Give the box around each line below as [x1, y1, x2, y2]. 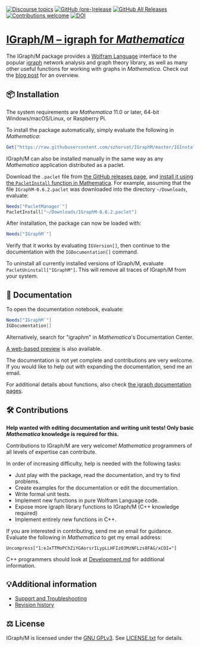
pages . [6, 387, 23, 394]
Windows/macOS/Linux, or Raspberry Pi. [6, 114, 107, 122]
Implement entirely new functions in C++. [14, 516, 117, 523]
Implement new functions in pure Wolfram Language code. [14, 497, 160, 504]
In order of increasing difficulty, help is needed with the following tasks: [6, 460, 182, 467]
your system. [6, 273, 39, 280]
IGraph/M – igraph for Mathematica [6, 33, 185, 47]
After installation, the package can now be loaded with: [6, 219, 142, 227]
